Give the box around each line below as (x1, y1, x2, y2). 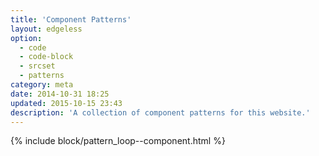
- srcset (19, 61, 56, 71)
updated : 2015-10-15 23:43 (10, 98, 123, 108)
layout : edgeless (10, 24, 83, 34)
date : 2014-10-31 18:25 (10, 89, 110, 99)
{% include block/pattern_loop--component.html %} (10, 135, 226, 147)
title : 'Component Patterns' (10, 14, 132, 25)
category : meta (10, 80, 74, 90)
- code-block (19, 52, 74, 62)
